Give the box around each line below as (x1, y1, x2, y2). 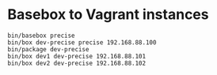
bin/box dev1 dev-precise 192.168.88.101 (7, 52, 147, 60)
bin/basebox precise (7, 32, 76, 39)
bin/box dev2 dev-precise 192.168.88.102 (7, 59, 147, 67)
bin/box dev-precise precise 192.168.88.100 (7, 38, 157, 47)
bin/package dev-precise (7, 45, 89, 53)
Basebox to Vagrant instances (7, 6, 209, 24)
